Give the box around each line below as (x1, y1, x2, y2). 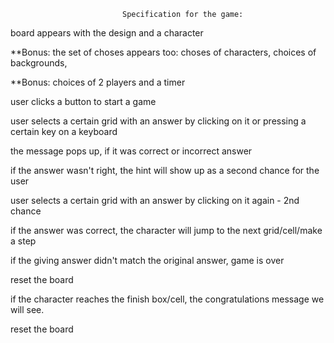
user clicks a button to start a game (10, 96, 157, 107)
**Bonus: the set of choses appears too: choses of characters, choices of (10, 46, 317, 58)
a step (10, 235, 37, 247)
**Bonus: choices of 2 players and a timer (10, 76, 186, 88)
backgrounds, (10, 57, 68, 69)
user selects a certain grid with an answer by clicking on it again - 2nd (10, 195, 300, 206)
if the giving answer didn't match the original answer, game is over (10, 255, 285, 266)
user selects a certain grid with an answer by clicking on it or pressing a (10, 115, 307, 127)
